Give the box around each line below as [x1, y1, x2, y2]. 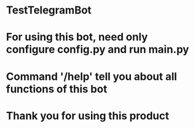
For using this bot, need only [6, 31, 148, 44]
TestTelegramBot [6, 4, 92, 17]
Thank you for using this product [6, 109, 169, 122]
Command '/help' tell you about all [6, 70, 177, 83]
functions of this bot [6, 82, 107, 96]
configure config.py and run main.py [6, 43, 189, 56]
